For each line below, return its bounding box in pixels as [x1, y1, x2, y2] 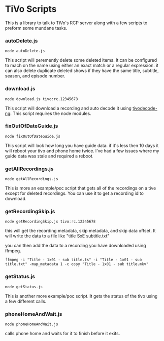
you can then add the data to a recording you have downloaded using [5, 243, 146, 249]
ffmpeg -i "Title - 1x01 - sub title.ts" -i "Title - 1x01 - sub [5, 258, 142, 263]
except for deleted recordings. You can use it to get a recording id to [5, 190, 144, 196]
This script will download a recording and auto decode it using [5, 105, 131, 111]
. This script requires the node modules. [10, 110, 91, 116]
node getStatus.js [5, 284, 43, 289]
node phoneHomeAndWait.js [5, 322, 58, 327]
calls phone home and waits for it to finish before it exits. [5, 331, 120, 337]
